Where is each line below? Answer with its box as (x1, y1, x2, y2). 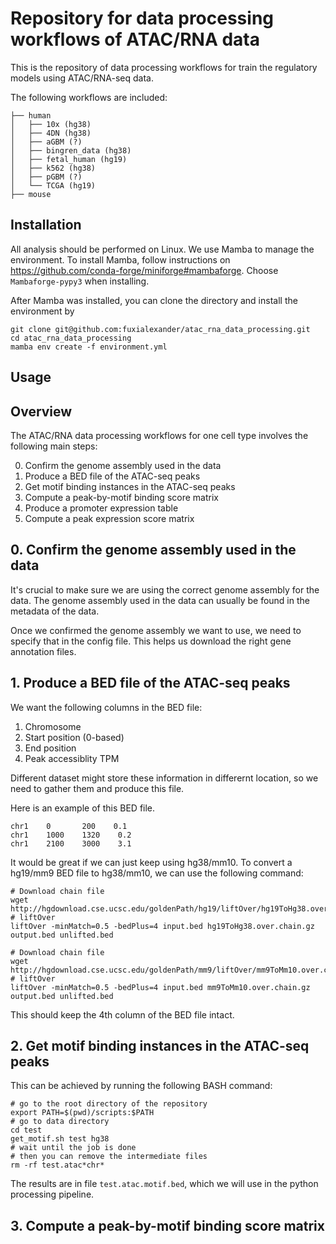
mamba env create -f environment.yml (10, 342, 168, 352)
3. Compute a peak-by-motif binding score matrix (10, 1217, 325, 1234)
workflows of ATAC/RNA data (10, 28, 260, 51)
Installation (10, 217, 82, 234)
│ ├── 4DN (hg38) (10, 128, 92, 138)
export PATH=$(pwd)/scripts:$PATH (10, 1108, 155, 1118)
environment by (10, 305, 75, 317)
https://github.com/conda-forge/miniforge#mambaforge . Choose (10, 264, 279, 276)
